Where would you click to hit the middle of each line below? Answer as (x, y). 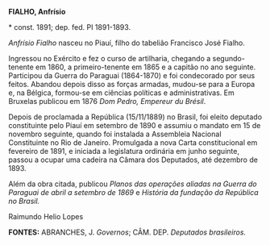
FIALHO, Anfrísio (37, 12)
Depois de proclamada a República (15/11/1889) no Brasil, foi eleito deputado (135, 117)
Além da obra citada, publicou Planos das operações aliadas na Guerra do (133, 184)
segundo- (229, 58)
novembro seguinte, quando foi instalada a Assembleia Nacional (115, 134)
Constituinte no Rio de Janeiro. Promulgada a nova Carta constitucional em (133, 143)
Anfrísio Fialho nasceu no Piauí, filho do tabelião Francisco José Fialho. (127, 43)
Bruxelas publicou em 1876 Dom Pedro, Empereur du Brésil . (107, 101)
